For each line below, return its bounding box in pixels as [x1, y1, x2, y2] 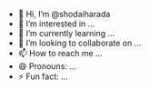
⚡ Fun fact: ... [17, 71, 68, 82]
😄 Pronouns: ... [17, 61, 77, 72]
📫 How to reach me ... [17, 48, 103, 58]
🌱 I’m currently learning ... [17, 28, 115, 38]
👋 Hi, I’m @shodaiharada [17, 9, 111, 19]
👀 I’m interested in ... [17, 18, 95, 29]
